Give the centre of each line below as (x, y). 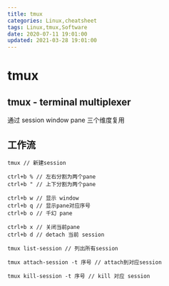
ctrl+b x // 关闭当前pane (44, 227)
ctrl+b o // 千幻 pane (40, 213)
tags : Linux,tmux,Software (47, 27)
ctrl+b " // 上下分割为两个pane (52, 184)
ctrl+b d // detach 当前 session (56, 235)
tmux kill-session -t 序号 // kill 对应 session (79, 276)
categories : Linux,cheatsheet (52, 21)
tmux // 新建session (37, 163)
